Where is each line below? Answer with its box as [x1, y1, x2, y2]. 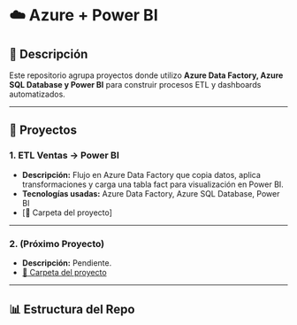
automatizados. [9, 89, 66, 99]
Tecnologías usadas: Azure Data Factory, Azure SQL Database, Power [21, 188, 280, 198]
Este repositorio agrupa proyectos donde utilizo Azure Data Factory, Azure [9, 70, 284, 81]
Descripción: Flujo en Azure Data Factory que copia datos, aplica [21, 169, 261, 180]
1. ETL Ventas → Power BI [9, 150, 119, 162]
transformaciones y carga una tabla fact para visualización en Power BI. [21, 179, 285, 190]
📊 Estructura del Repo [9, 302, 135, 317]
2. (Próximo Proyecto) [9, 237, 104, 250]
